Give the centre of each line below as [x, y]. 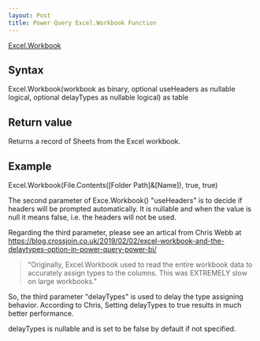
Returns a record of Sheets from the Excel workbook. [95, 141]
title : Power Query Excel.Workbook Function [82, 23]
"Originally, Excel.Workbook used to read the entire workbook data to [140, 264]
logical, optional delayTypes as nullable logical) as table [98, 97]
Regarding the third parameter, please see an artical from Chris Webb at [125, 232]
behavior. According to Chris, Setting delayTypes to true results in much [125, 305]
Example [30, 166]
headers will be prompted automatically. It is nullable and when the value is [130, 208]
